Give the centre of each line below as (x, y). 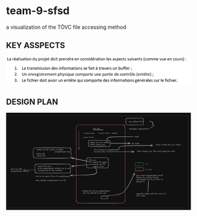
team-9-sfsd (38, 11)
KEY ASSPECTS (36, 45)
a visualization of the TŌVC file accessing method (66, 27)
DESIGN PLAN (32, 102)
